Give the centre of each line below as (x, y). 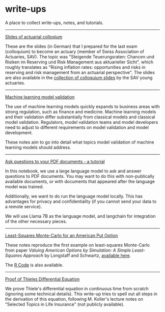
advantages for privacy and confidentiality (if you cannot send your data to (81, 201)
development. (19, 132)
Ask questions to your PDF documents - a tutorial (55, 161)
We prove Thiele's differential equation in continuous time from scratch (77, 288)
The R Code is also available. (34, 265)
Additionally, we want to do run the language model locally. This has (74, 196)
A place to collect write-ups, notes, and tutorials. (55, 23)
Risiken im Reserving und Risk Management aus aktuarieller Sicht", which (79, 62)
